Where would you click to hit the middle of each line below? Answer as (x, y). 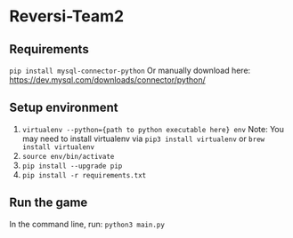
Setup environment (64, 108)
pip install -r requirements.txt (84, 175)
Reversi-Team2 (67, 16)
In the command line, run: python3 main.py (87, 224)
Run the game (49, 203)
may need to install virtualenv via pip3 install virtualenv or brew (143, 139)
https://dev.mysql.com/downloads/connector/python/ (108, 80)
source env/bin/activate (68, 156)
